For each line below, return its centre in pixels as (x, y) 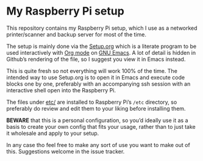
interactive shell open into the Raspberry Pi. (61, 90)
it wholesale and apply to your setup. (53, 133)
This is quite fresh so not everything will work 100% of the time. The (92, 70)
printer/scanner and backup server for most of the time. (76, 34)
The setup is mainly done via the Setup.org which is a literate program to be (101, 46)
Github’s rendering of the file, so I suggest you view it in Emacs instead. (96, 59)
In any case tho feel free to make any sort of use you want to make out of (98, 145)
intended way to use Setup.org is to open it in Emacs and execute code (95, 77)
